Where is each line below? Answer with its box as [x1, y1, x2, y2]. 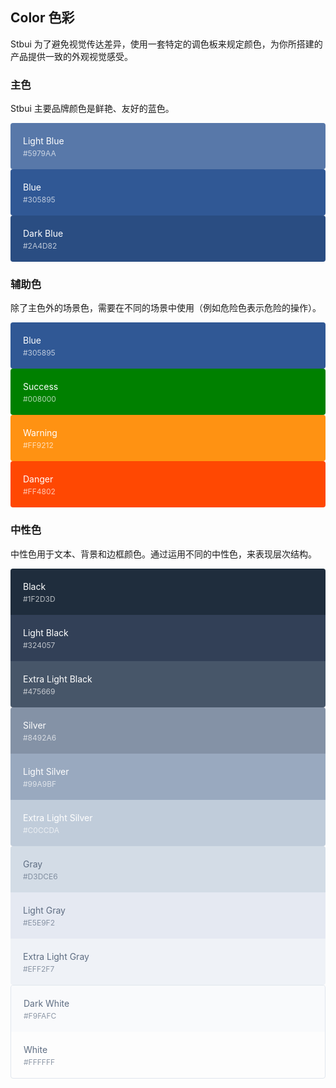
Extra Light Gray [23, 950, 90, 962]
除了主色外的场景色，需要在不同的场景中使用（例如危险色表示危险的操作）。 [10, 302, 322, 314]
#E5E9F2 [23, 917, 55, 928]
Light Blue [23, 135, 65, 147]
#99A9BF [23, 778, 57, 789]
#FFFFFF [23, 1056, 56, 1067]
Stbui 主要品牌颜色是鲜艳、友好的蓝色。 [10, 103, 175, 115]
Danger [23, 473, 54, 485]
